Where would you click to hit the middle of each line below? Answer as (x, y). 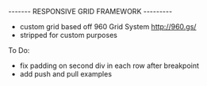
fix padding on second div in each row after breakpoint (109, 65)
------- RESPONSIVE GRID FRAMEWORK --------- (90, 11)
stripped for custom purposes (68, 35)
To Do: (19, 50)
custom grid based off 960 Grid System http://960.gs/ (108, 26)
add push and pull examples (66, 74)
